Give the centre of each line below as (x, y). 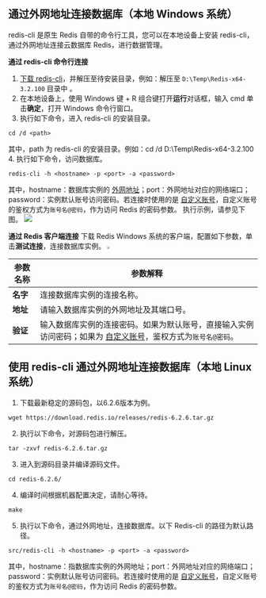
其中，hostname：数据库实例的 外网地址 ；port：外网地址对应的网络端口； (129, 190)
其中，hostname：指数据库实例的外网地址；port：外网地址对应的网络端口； (132, 566)
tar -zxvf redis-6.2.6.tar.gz (58, 448)
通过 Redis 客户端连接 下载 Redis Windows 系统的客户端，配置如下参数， (127, 236)
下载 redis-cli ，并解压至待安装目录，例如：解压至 (100, 79)
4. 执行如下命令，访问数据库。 (57, 159)
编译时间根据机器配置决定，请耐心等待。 (85, 495)
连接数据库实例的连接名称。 (91, 294)
